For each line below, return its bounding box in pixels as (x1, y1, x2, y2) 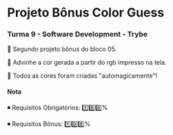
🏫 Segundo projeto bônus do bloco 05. (7, 45, 117, 53)
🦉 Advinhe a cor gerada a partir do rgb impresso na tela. (7, 59, 167, 67)
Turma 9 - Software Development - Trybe (7, 30, 148, 39)
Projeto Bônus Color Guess (7, 5, 165, 21)
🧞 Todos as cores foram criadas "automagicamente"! (7, 72, 158, 80)
